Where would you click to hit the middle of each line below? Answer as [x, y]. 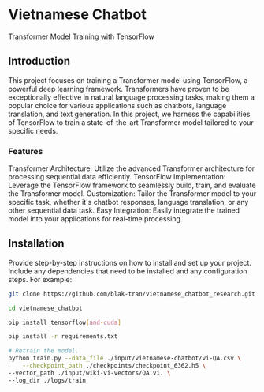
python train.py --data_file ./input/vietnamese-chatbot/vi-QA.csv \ [125, 358]
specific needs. [33, 130]
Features [26, 151]
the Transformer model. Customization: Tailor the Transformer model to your [132, 194]
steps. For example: [40, 279]
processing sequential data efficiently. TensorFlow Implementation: [117, 177]
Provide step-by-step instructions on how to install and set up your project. [130, 262]
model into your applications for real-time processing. [95, 219]
